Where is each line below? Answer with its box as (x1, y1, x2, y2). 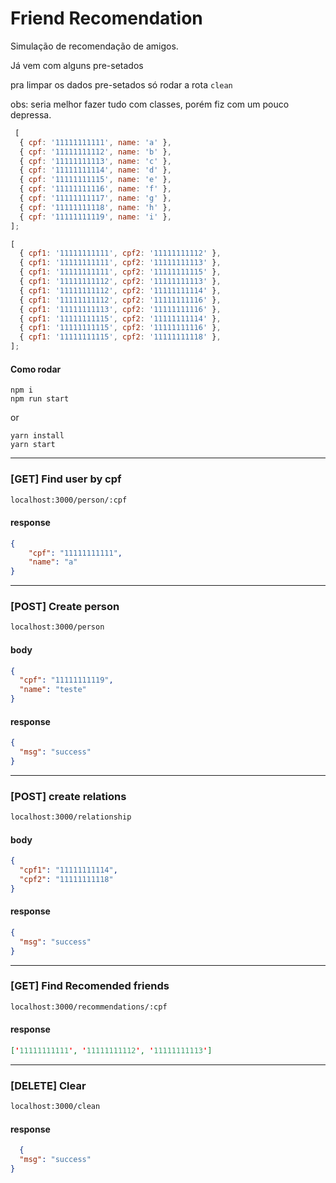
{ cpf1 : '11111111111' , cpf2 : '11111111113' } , (19, 258, 222, 268)
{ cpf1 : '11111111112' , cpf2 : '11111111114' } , (19, 285, 222, 296)
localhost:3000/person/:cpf (10, 495, 128, 505)
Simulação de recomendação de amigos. (10, 40, 179, 52)
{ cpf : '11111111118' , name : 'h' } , (19, 202, 172, 212)
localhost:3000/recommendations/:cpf (10, 1002, 168, 1012)
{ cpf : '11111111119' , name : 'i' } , (19, 212, 172, 222)
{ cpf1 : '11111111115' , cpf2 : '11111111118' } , (19, 332, 222, 342)
